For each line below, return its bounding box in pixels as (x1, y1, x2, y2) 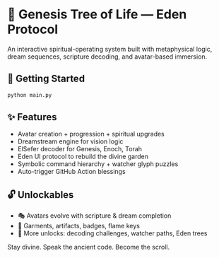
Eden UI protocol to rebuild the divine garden (17, 152, 148, 161)
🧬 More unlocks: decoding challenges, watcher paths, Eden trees (17, 229, 208, 238)
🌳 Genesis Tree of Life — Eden (7, 6, 187, 23)
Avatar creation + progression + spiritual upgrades (17, 130, 165, 139)
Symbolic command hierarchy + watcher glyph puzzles (17, 160, 179, 168)
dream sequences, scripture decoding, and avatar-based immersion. (7, 52, 208, 61)
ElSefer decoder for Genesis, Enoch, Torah (17, 145, 143, 153)
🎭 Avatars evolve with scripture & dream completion (17, 211, 172, 220)
